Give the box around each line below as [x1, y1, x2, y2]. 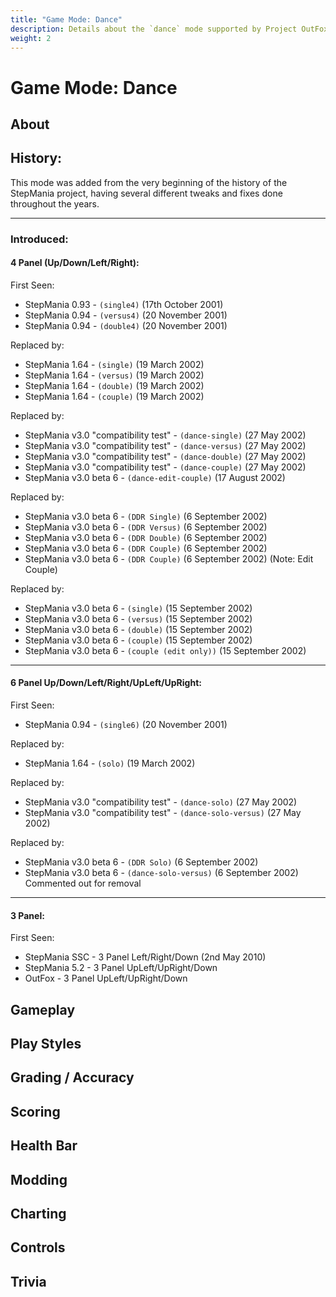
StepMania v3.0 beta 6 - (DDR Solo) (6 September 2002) [24, 856, 259, 868]
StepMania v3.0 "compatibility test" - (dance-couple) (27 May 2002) [24, 461, 307, 473]
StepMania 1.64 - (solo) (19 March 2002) [24, 757, 196, 770]
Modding [10, 1171, 68, 1188]
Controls [10, 1239, 66, 1256]
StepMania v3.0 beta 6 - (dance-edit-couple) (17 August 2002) [24, 471, 286, 483]
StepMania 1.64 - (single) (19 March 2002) [24, 358, 205, 370]
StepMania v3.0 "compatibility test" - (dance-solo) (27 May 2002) [24, 796, 298, 808]
